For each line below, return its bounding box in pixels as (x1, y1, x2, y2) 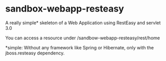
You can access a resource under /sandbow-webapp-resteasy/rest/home (5, 35, 160, 41)
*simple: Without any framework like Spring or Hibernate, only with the (5, 44, 154, 50)
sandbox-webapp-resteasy (5, 3, 124, 15)
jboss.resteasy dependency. (5, 50, 65, 56)
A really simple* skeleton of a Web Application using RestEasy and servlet (5, 20, 161, 26)
